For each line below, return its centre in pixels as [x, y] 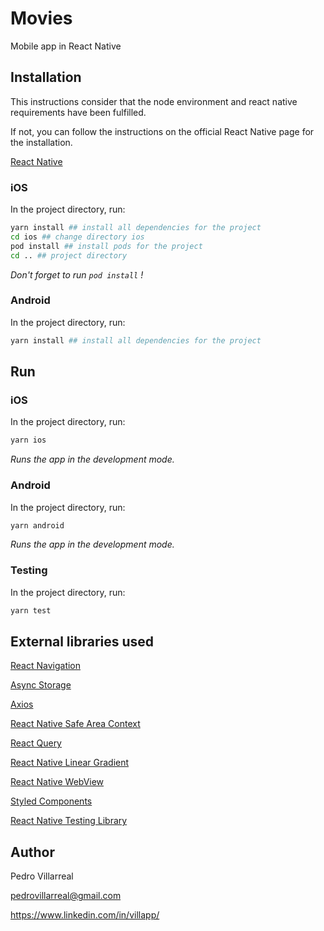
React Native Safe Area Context [75, 724]
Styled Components [51, 801]
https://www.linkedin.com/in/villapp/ [85, 915]
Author [32, 852]
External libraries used [82, 642]
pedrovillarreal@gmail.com [66, 896]
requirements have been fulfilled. [78, 112]
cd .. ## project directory [69, 255]
